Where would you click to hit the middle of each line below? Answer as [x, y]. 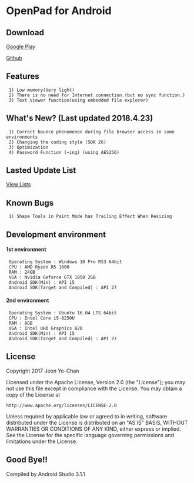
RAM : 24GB [22, 272]
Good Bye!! [27, 460]
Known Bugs [30, 203]
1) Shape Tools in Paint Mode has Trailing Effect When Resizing [90, 217]
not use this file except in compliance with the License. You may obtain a [94, 388]
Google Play [21, 46]
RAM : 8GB [21, 323]
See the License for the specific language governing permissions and [90, 435]
